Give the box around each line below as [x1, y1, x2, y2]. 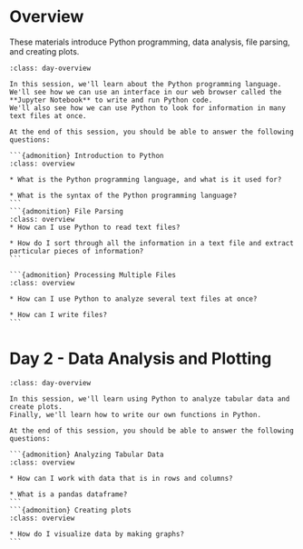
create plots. [9, 402, 64, 411]
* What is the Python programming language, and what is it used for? [9, 175, 282, 184]
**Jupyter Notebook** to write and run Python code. [9, 95, 213, 105]
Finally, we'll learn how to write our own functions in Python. [9, 410, 261, 419]
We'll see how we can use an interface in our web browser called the [9, 87, 282, 96]
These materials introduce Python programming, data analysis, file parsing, [9, 36, 290, 47]
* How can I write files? [9, 310, 107, 319]
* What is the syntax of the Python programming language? [9, 191, 238, 200]
